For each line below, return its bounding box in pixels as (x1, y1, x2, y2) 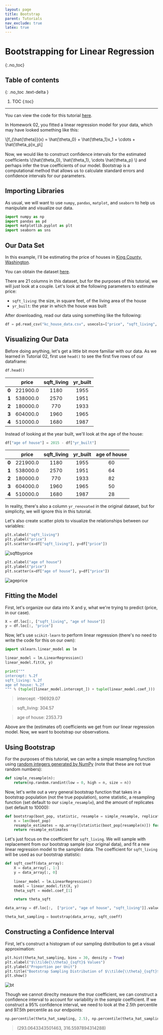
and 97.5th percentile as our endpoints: (5, 1007, 83, 1013)
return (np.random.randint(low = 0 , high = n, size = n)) (14, 780, 131, 785)
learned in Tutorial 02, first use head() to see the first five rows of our (5, 353, 144, 359)
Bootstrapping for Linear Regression (5, 46, 154, 57)
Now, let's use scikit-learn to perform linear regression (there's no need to (5, 632, 157, 638)
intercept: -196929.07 (16, 696, 61, 701)
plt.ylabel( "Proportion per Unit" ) (5, 964, 77, 969)
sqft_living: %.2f (5, 678, 42, 683)
